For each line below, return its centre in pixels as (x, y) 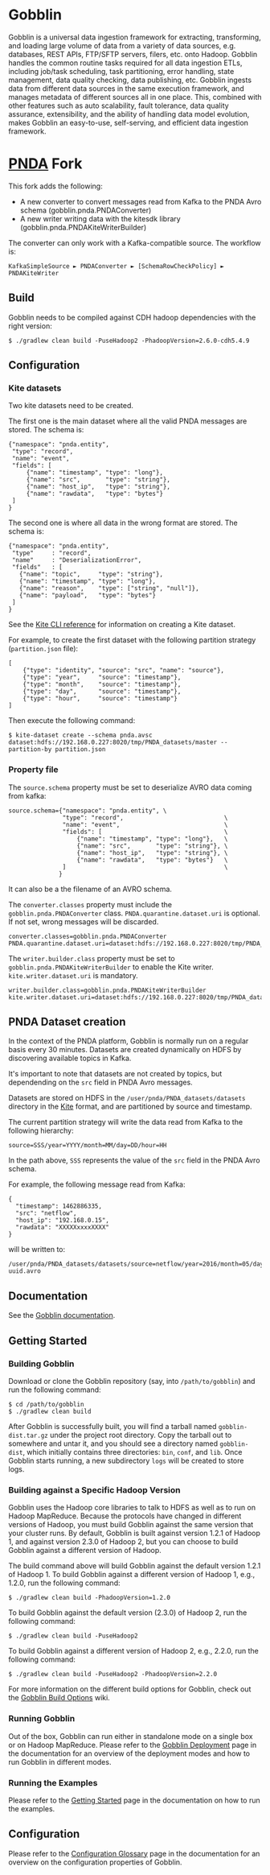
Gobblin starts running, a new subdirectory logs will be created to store (126, 1460)
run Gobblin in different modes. (60, 1761)
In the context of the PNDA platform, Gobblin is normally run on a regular (129, 1041)
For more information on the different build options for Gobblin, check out (130, 1689)
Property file (33, 770)
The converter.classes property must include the (90, 904)
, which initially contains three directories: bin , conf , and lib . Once (133, 1452)
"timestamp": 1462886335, (59, 1206)
